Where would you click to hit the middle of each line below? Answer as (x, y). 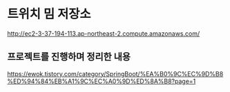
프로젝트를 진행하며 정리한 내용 (69, 57)
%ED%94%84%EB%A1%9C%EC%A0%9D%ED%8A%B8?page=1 (102, 81)
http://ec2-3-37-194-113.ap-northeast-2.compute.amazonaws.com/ (104, 33)
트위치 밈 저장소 (49, 14)
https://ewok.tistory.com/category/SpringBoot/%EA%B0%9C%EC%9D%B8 (115, 73)
